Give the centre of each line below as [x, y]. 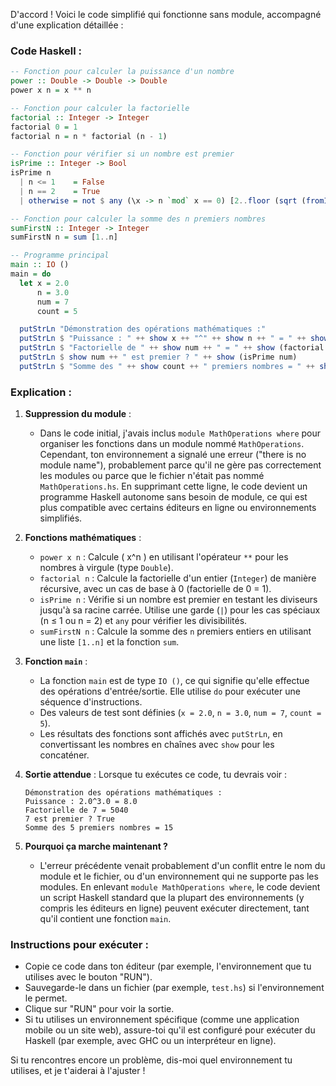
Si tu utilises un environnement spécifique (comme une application [162, 1020]
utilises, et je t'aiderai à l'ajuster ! [78, 1071]
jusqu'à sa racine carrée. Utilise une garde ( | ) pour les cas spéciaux [180, 610]
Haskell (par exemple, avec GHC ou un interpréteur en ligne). [150, 1041]
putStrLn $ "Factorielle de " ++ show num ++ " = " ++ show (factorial [172, 348]
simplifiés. [61, 518]
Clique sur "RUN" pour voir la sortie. [99, 1009]
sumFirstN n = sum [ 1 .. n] [64, 237]
